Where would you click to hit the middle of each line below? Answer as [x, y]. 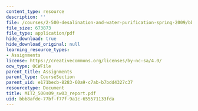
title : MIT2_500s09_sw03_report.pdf [51, 93]
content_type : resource [35, 11]
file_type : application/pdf [41, 33]
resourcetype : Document [35, 88]
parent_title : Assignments [39, 72]
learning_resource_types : [38, 50]
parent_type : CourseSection [41, 77]
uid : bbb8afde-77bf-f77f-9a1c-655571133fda [60, 99]
